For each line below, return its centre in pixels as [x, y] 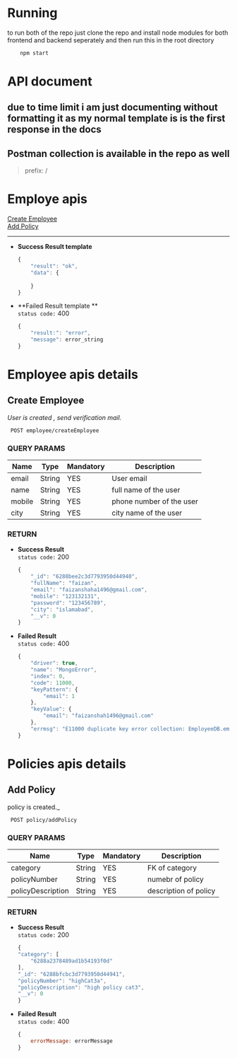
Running [32, 13]
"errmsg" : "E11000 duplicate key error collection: [108, 729]
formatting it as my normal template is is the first [116, 118]
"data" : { [45, 273]
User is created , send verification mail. [65, 417]
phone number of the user [155, 501]
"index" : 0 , [48, 676]
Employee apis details [73, 374]
